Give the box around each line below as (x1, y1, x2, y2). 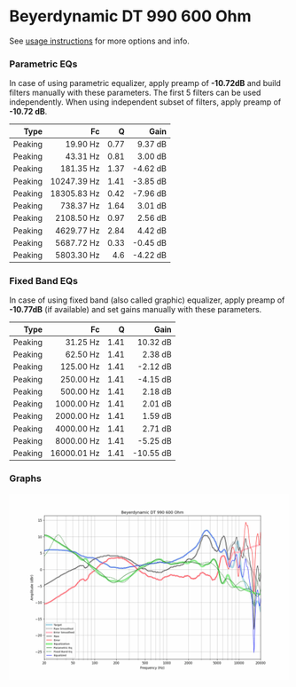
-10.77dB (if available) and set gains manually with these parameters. (9, 304, 262, 315)
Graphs (9, 472, 42, 485)
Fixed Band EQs (9, 274, 78, 287)
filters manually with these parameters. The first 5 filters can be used (9, 87, 261, 99)
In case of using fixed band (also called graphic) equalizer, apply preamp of (9, 295, 285, 305)
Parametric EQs (9, 58, 78, 70)
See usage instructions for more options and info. (9, 36, 191, 46)
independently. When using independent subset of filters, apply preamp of (9, 97, 282, 107)
